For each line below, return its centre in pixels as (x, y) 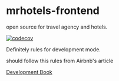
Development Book (29, 72)
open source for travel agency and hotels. (57, 27)
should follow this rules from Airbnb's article (60, 61)
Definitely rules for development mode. (54, 49)
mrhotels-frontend (53, 11)
